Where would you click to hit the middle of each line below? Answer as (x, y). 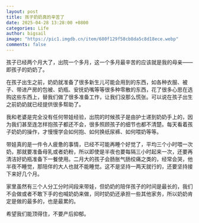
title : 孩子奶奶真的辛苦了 (36, 17)
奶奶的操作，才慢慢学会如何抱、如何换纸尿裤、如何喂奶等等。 (86, 131)
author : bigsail (26, 34)
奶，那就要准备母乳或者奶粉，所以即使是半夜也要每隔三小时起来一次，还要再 (99, 151)
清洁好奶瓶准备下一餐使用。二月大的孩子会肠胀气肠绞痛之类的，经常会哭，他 (99, 159)
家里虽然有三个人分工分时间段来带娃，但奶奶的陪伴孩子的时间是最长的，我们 (99, 186)
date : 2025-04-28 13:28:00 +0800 (47, 22)
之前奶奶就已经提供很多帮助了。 (45, 104)
